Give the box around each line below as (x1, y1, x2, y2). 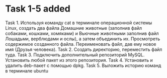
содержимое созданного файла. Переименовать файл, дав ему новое (5, 41, 156, 47)
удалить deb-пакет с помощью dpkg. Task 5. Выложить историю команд (5, 62, 161, 68)
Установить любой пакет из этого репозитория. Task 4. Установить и (5, 57, 153, 63)
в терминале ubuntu (5, 67, 49, 73)
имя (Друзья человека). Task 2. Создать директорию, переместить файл (5, 46, 162, 52)
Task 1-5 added (5, 3, 70, 15)
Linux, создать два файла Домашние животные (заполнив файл (5, 25, 142, 31)
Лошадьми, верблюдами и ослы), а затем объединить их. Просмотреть (5, 36, 160, 42)
